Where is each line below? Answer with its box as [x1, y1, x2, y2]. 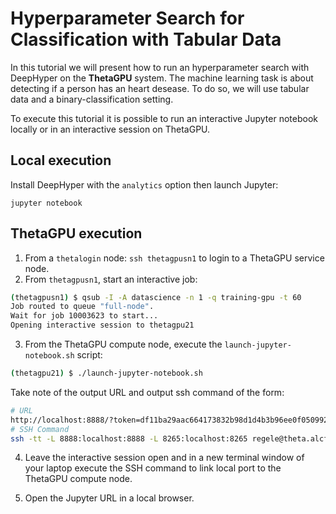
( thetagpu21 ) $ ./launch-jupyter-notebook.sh [10, 368, 203, 379]
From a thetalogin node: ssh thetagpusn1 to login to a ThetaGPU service [24, 252, 325, 264]
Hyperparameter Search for [10, 7, 245, 30]
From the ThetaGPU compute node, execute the [24, 338, 223, 351]
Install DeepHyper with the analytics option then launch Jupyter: [10, 178, 279, 191]
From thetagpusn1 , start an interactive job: [24, 273, 198, 285]
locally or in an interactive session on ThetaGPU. [10, 123, 211, 135]
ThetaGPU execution [10, 225, 143, 242]
